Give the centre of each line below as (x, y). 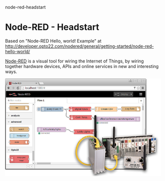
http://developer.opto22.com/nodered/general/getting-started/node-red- (80, 46)
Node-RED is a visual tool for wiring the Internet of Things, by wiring (75, 61)
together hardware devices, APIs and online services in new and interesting (82, 66)
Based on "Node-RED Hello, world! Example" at (53, 41)
